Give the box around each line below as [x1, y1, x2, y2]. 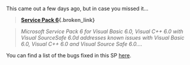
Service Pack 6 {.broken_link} [20, 17, 95, 23]
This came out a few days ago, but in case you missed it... [6, 5, 149, 12]
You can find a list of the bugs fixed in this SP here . [6, 52, 132, 58]
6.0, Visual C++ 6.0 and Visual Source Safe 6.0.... [20, 41, 143, 47]
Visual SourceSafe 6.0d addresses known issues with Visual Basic [20, 34, 185, 41]
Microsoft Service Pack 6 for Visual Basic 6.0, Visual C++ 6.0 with [20, 28, 183, 35]
